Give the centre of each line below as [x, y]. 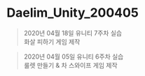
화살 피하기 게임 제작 [52, 41]
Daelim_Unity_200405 [73, 13]
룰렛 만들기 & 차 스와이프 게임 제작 [70, 65]
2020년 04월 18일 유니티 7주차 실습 [73, 33]
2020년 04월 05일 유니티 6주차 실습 [74, 56]
